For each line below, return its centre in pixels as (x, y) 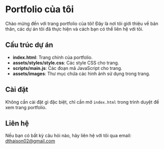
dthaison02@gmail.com (30, 141)
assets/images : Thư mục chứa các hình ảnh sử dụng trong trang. (81, 73)
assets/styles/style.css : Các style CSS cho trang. (66, 63)
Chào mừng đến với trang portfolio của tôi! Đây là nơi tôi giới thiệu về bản (82, 23)
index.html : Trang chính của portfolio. (52, 57)
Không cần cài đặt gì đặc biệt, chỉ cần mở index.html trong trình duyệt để (82, 102)
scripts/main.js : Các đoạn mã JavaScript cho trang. (67, 68)
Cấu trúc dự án (29, 45)
